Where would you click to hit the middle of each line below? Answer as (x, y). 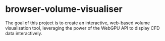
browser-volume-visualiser (64, 9)
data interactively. (24, 33)
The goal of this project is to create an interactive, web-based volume (78, 23)
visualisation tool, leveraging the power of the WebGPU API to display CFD (82, 28)
